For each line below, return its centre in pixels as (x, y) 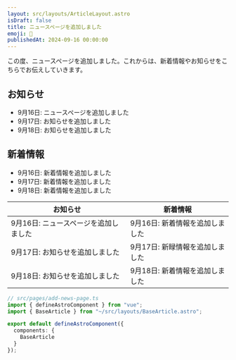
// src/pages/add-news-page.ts (53, 298)
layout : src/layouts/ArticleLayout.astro (69, 14)
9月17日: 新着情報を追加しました (64, 181)
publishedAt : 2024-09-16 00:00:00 (58, 40)
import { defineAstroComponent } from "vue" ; (75, 305)
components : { (34, 331)
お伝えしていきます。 (56, 70)
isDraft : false (29, 20)
